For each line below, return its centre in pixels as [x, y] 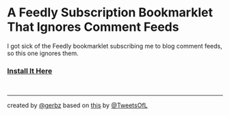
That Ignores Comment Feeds [93, 27]
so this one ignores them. [43, 53]
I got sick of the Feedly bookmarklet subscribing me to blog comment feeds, [115, 46]
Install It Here [30, 71]
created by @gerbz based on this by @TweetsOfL [78, 105]
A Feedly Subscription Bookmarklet [110, 13]
